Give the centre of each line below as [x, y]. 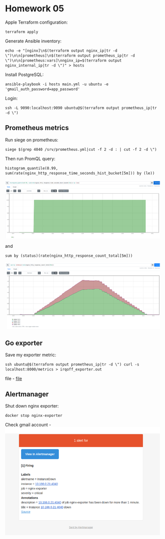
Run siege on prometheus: [32, 140]
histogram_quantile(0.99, [31, 168]
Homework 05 [35, 9]
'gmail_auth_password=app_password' [42, 89]
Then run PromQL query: [30, 159]
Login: [12, 98]
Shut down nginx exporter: [32, 406]
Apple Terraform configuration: [36, 22]
